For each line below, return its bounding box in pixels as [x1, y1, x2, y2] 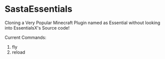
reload [11, 49, 25, 55]
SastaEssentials [4, 3, 73, 15]
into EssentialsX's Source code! [4, 25, 70, 30]
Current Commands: [4, 34, 47, 40]
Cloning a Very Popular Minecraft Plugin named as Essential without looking [4, 20, 161, 26]
